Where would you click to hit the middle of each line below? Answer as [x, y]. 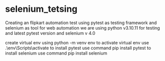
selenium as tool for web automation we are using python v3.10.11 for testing [82, 28]
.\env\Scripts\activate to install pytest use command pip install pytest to [78, 48]
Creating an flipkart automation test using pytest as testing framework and [81, 23]
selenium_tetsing [41, 9]
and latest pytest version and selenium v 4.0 [50, 33]
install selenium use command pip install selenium [56, 53]
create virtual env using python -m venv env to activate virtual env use [77, 42]
